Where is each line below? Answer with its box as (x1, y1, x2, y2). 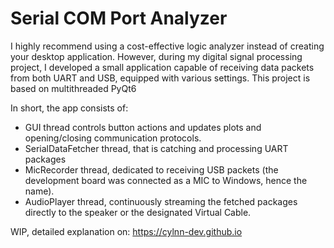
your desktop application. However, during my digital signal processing (10, 50, 303, 62)
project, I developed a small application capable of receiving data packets (10, 61, 315, 73)
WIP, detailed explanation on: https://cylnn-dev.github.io (10, 225, 243, 237)
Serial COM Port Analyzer (10, 7, 228, 30)
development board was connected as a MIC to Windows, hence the (24, 174, 308, 186)
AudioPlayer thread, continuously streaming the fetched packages (24, 195, 298, 207)
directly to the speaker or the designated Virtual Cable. (24, 206, 252, 218)
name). (24, 185, 55, 197)
